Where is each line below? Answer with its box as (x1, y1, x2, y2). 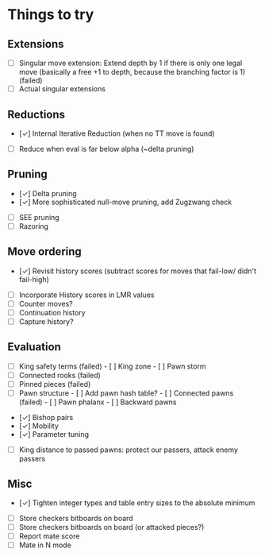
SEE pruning (18, 212, 60, 222)
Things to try (7, 6, 94, 24)
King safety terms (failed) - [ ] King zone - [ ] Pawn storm (18, 361, 207, 371)
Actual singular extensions (18, 84, 106, 94)
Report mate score (18, 531, 80, 541)
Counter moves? (18, 299, 73, 308)
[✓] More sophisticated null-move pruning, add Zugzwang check (18, 197, 232, 207)
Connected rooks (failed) (18, 370, 101, 380)
